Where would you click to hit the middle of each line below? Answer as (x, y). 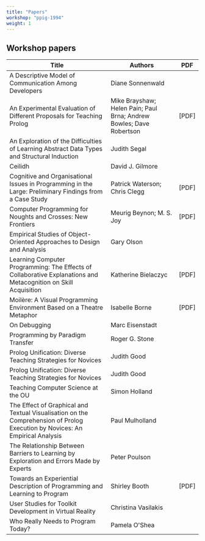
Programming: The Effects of (51, 267)
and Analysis (28, 250)
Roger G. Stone (132, 339)
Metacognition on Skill (41, 283)
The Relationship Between (47, 446)
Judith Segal (128, 149)
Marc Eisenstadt (134, 325)
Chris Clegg (128, 192)
